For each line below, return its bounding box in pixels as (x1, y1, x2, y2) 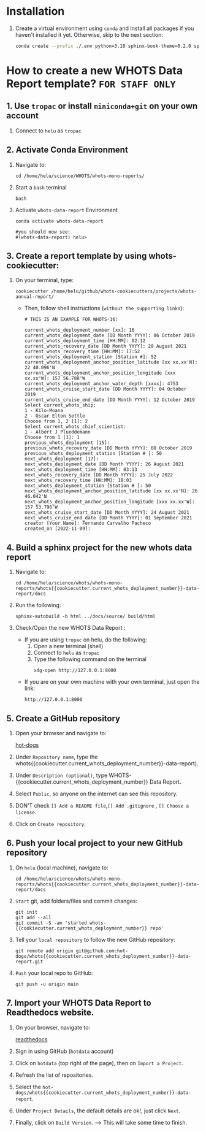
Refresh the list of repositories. (15, 1071, 94, 1079)
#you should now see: (15, 229, 71, 235)
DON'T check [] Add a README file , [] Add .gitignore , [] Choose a (15, 802, 189, 809)
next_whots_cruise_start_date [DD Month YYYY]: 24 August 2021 (24, 510, 190, 516)
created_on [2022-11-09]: (24, 526, 91, 532)
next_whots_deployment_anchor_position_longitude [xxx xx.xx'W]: (24, 499, 195, 505)
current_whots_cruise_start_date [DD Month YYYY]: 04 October (24, 386, 187, 392)
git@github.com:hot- (75, 947, 129, 954)
